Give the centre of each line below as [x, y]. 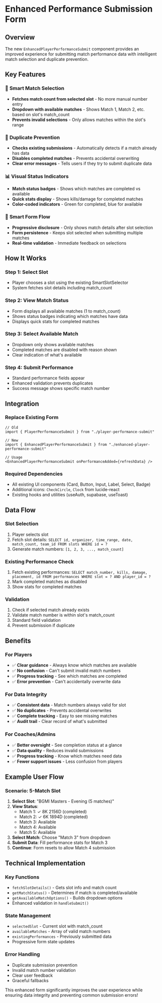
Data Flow [20, 510]
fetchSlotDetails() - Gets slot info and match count [64, 888]
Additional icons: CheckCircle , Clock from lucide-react [66, 490]
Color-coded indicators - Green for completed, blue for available [77, 204]
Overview [20, 37]
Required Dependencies [34, 474]
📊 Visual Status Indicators [37, 176]
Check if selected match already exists [51, 610]
